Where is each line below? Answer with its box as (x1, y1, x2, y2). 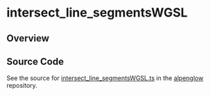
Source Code (6, 55, 64, 67)
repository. (6, 81, 37, 90)
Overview (6, 32, 50, 44)
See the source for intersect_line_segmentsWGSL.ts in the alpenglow (6, 74, 204, 82)
